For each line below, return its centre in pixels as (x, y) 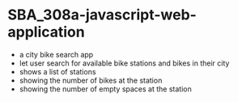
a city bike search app (56, 54)
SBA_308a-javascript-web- (102, 15)
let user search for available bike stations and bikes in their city (124, 63)
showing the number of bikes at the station (91, 80)
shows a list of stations (57, 71)
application (47, 32)
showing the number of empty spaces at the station (105, 89)
